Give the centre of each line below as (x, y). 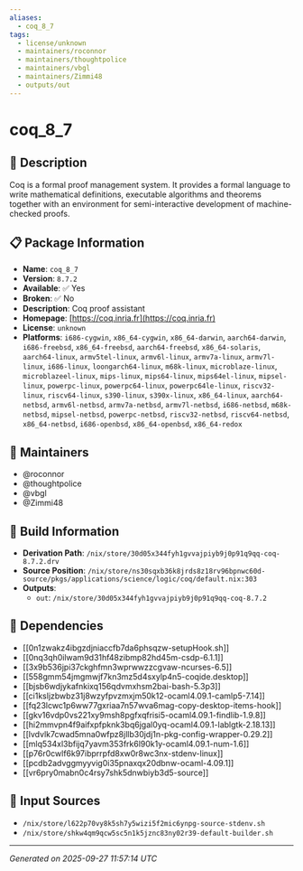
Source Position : (54, 571)
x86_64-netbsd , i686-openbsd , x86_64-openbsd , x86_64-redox (132, 424)
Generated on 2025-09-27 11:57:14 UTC (83, 858)
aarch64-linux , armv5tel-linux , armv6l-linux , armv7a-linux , (133, 357)
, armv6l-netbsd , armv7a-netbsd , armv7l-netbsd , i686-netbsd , (158, 405)
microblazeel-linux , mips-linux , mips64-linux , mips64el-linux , (139, 376)
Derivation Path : (53, 553)
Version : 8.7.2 (50, 279)
